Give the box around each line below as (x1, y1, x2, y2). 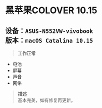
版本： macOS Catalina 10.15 (5, 36, 93, 45)
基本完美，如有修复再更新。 (17, 97, 76, 103)
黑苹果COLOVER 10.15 (5, 5, 97, 16)
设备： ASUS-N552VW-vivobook (5, 26, 93, 35)
